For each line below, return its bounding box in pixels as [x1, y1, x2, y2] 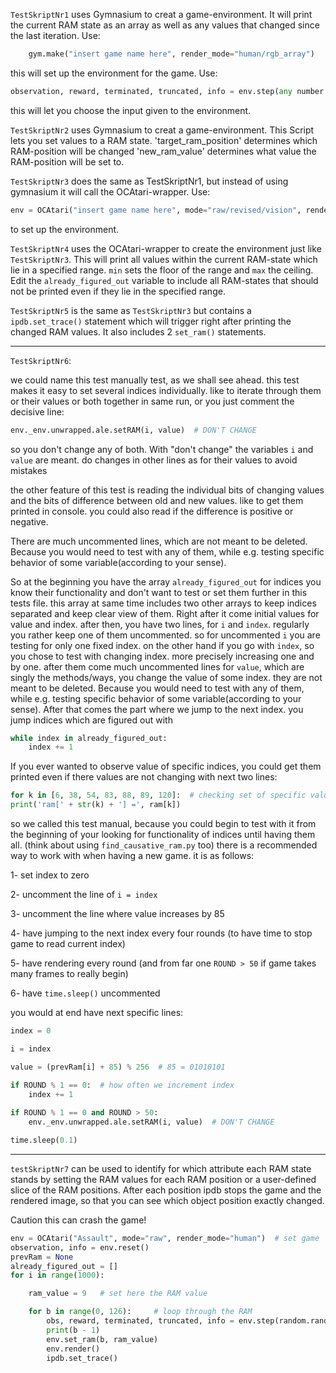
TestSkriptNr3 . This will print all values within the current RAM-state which [10, 253, 318, 265]
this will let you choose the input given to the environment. [10, 104, 252, 116]
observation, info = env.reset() [10, 1242, 150, 1253]
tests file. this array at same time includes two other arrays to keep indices [10, 597, 317, 609]
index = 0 [10, 1026, 52, 1036]
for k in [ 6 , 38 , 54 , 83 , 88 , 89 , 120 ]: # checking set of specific [10, 790, 307, 801]
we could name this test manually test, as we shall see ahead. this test [10, 374, 300, 386]
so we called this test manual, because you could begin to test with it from [10, 818, 317, 829]
